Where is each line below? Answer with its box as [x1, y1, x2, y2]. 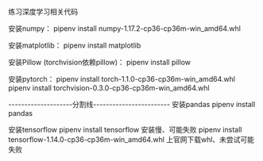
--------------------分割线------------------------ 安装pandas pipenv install [8, 100, 256, 109]
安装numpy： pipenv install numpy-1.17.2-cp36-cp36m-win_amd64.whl [8, 24, 241, 33]
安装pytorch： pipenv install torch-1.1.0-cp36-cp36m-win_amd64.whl [8, 75, 236, 83]
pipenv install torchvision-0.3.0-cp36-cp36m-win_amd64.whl [8, 83, 210, 93]
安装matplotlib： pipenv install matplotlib [8, 40, 141, 50]
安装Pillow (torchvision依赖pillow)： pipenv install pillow [8, 58, 191, 67]
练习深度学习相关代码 [8, 7, 78, 16]
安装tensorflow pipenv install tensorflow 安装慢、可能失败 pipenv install [8, 125, 242, 134]
